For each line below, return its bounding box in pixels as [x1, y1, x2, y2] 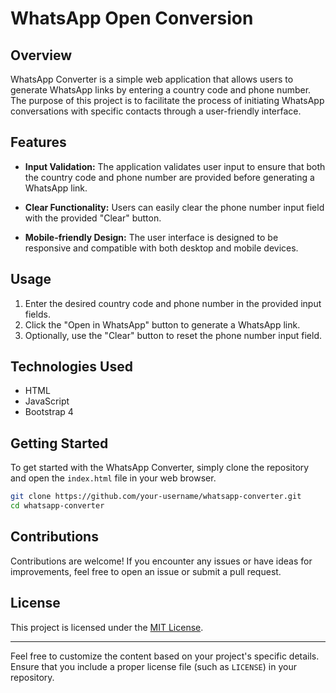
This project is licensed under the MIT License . [10, 621, 204, 633]
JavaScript [24, 395, 70, 407]
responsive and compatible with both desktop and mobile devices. [24, 242, 299, 254]
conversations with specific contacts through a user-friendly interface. [10, 105, 302, 117]
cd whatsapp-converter [10, 501, 105, 511]
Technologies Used [10, 358, 133, 376]
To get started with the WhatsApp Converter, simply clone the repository [10, 462, 310, 474]
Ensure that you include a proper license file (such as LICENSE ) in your [10, 660, 297, 672]
